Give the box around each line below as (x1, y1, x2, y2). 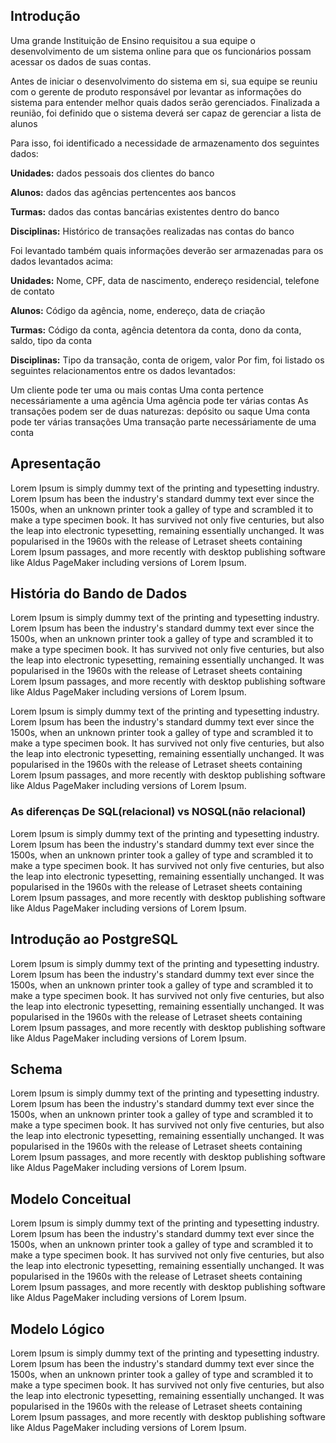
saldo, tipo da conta (10, 334, 92, 346)
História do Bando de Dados (10, 585, 188, 603)
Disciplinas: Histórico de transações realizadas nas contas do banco (10, 225, 295, 237)
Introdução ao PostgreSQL (10, 931, 178, 948)
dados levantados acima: (10, 255, 114, 267)
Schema (10, 1060, 63, 1078)
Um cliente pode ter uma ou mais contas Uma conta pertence (10, 384, 264, 396)
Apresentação (10, 455, 102, 473)
